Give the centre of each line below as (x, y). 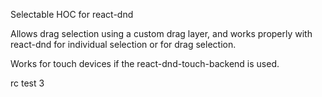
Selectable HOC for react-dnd (72, 14)
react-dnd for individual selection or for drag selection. (123, 44)
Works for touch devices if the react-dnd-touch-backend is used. (145, 63)
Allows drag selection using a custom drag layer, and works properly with (161, 33)
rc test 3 (27, 83)
